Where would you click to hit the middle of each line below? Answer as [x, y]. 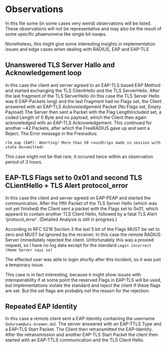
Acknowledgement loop [44, 73]
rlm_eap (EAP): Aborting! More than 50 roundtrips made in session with [83, 142]
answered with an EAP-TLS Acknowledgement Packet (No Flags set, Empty [83, 107]
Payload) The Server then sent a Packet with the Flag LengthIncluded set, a [83, 112]
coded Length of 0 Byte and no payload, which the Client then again [76, 117]
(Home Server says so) [29, 250]
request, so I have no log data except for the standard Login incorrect [78, 245]
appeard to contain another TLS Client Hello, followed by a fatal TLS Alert [81, 214]
